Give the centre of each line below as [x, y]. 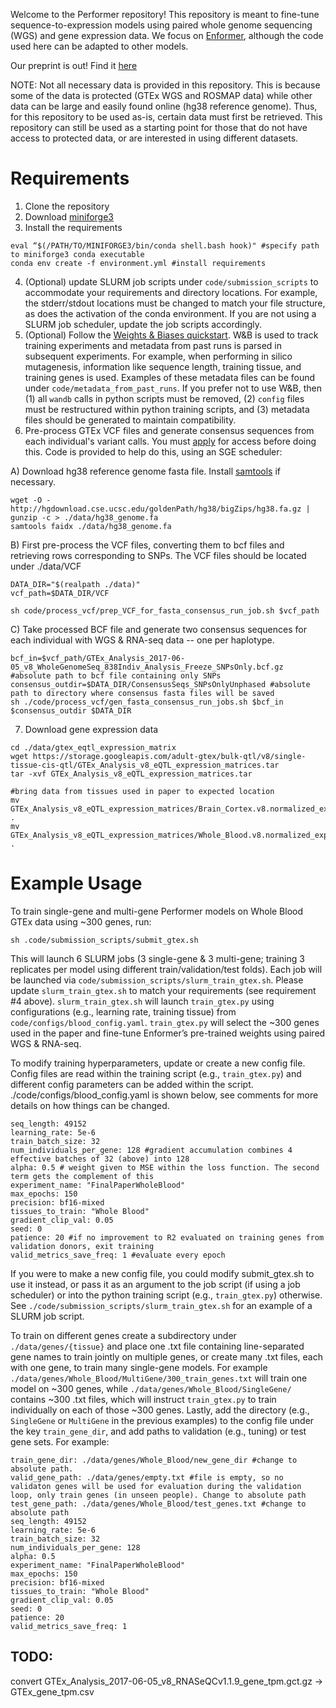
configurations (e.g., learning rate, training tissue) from [123, 1011]
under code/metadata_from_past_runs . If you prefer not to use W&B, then [173, 388]
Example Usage [76, 883]
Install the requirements [73, 227]
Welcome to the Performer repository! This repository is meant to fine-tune [165, 14]
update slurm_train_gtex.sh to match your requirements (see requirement [163, 990]
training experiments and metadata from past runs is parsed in [153, 345]
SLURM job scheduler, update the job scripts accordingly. [143, 324]
